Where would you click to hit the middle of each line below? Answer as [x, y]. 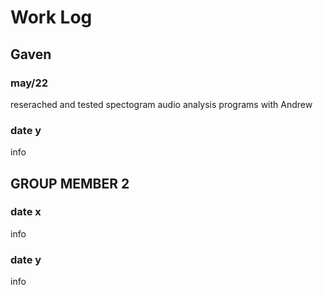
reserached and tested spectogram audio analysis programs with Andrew [161, 104]
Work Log [51, 17]
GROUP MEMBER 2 [70, 183]
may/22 [29, 83]
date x [26, 212]
